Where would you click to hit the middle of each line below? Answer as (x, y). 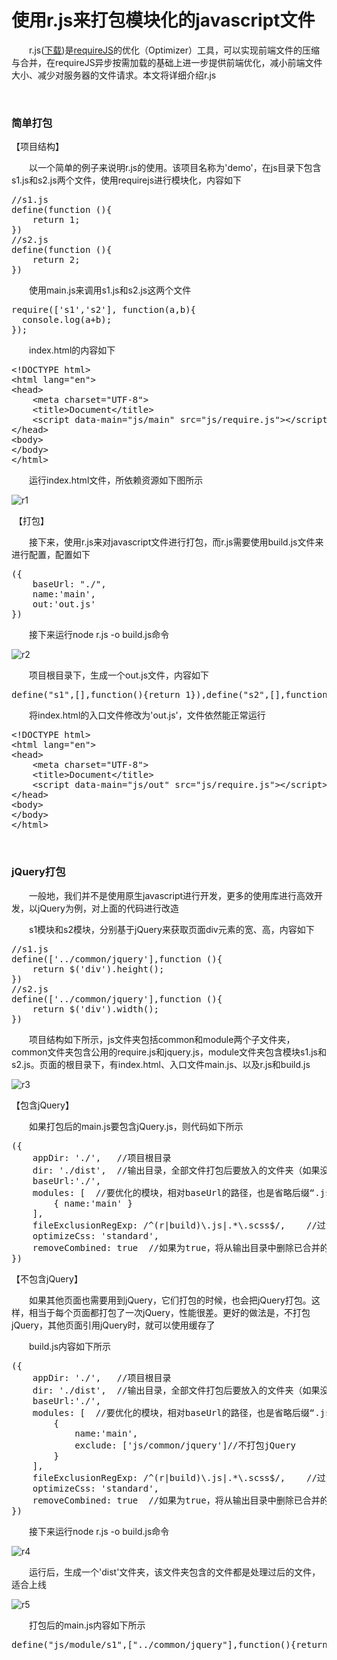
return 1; (56, 220)
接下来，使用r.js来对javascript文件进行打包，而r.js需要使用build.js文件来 (176, 542)
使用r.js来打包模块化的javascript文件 (163, 20)
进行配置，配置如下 (51, 555)
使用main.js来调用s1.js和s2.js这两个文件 (110, 290)
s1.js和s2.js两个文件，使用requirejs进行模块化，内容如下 (127, 180)
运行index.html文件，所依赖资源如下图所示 (116, 480)
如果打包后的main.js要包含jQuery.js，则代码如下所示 (136, 1126)
